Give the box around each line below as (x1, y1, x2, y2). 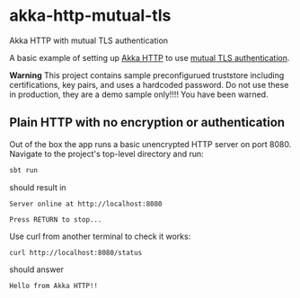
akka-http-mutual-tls (9, 5, 172, 26)
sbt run (9, 165, 39, 175)
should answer (9, 264, 65, 275)
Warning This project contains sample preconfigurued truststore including (9, 69, 285, 81)
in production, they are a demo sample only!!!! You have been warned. (9, 89, 269, 100)
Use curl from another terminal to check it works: (9, 231, 191, 241)
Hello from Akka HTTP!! (9, 281, 99, 290)
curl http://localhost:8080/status (9, 248, 143, 257)
